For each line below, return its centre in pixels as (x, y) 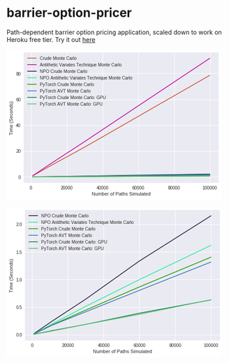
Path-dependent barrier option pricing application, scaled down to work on (114, 32)
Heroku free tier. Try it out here (51, 39)
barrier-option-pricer (69, 13)
